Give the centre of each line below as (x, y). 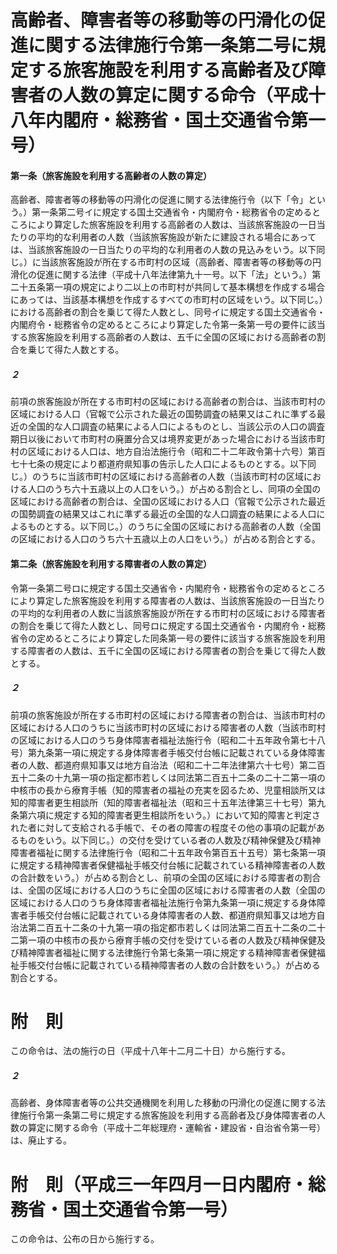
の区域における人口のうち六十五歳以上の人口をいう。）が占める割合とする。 (165, 539)
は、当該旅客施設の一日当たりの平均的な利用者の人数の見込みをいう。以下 (163, 250)
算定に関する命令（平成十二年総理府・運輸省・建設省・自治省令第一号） (176, 1128)
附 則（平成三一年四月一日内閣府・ (159, 1184)
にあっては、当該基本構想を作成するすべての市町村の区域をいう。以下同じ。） (167, 300)
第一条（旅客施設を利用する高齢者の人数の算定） (111, 175)
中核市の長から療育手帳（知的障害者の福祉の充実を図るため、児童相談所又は (168, 790)
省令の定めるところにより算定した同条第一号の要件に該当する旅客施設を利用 (168, 638)
